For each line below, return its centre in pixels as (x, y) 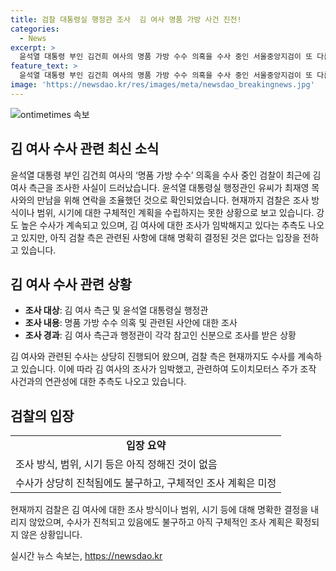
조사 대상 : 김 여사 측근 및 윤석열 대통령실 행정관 (116, 310)
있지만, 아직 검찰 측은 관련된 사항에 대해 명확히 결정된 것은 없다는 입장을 (160, 237)
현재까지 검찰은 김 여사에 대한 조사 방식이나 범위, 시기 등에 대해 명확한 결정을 (159, 510)
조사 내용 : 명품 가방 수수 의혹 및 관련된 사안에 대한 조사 (131, 323)
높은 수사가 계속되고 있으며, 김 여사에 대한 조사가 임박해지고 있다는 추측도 (163, 225)
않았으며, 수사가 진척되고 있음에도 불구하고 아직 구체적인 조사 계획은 (160, 522)
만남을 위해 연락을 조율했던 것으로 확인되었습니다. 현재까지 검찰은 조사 (173, 200)
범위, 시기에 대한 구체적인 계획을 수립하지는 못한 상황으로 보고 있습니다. (175, 212)
